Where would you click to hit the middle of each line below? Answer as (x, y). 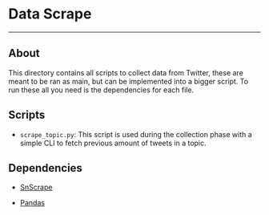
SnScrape (36, 187)
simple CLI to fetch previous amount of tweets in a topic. (113, 143)
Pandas (32, 203)
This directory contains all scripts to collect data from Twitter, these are (126, 72)
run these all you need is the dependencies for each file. (101, 90)
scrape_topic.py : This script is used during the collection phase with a (136, 134)
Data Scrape (50, 14)
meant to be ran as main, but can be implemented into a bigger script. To (128, 81)
